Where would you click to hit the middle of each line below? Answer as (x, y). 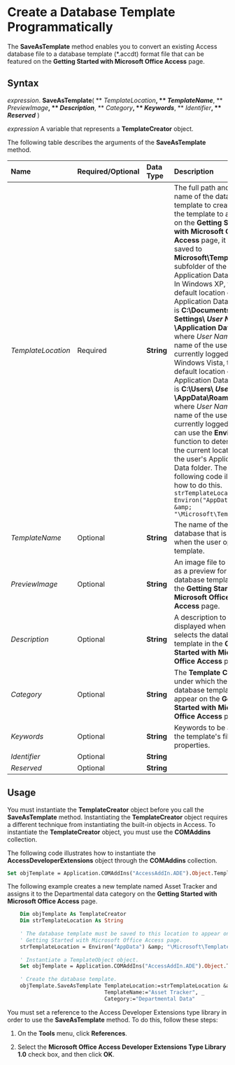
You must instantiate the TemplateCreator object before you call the (106, 809)
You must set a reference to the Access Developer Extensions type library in (117, 1012)
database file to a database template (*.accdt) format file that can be (106, 54)
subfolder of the (200, 266)
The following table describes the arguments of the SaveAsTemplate (107, 142)
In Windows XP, (200, 284)
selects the (192, 634)
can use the (193, 433)
